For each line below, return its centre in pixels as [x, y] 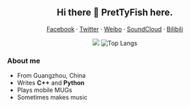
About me [24, 61]
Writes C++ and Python [51, 83]
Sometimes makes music [52, 97]
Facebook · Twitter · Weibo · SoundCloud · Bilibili [115, 29]
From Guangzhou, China [51, 76]
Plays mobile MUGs [44, 90]
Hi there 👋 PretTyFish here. [115, 13]
